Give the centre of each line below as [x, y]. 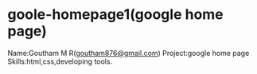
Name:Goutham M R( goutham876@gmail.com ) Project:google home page [128, 53]
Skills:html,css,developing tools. [60, 61]
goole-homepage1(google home [115, 15]
